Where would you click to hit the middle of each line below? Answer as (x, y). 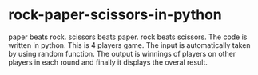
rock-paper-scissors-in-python (115, 15)
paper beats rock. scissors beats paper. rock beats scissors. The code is (128, 37)
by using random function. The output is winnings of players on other (122, 53)
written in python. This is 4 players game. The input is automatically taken (129, 45)
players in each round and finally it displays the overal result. (108, 62)
